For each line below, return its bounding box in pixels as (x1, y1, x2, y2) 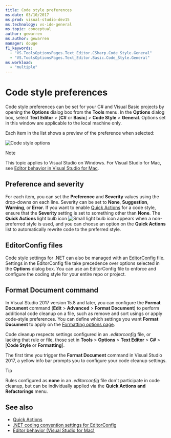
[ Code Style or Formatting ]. (5, 342, 65, 348)
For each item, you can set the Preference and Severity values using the (5, 193, 160, 200)
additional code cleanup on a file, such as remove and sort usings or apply (5, 310, 163, 317)
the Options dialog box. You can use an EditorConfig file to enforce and (5, 265, 156, 272)
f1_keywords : (5, 46, 33, 51)
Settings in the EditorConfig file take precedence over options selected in (5, 260, 160, 266)
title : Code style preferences (5, 7, 72, 13)
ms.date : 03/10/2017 (5, 12, 50, 17)
